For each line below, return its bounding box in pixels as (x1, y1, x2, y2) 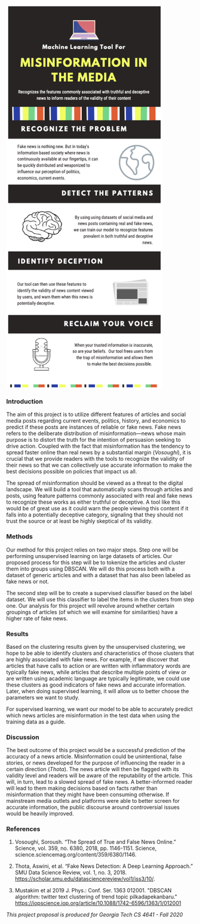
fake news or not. (6, 578, 50, 585)
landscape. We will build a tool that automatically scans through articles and (6, 486, 193, 493)
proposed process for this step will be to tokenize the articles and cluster (6, 559, 186, 566)
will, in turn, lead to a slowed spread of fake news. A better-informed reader (6, 778, 193, 786)
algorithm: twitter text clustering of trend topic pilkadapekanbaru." (14, 893, 178, 901)
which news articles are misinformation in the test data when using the (6, 712, 180, 719)
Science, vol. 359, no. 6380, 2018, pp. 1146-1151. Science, (14, 845, 157, 852)
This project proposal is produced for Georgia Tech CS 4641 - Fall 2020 (6, 911, 183, 919)
